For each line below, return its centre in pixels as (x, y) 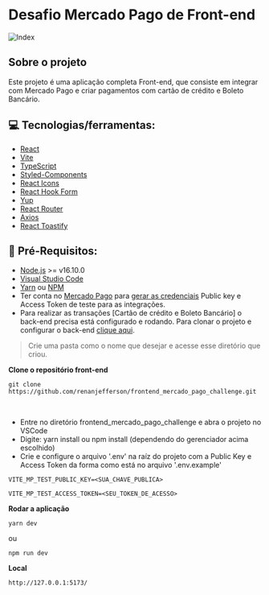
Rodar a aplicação (39, 509)
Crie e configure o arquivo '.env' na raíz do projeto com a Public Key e (136, 457)
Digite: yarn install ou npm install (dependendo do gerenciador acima (134, 440)
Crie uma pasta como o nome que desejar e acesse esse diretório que (144, 346)
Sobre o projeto (47, 62)
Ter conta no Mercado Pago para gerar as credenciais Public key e (130, 296)
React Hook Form (49, 192)
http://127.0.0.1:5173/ (48, 583)
